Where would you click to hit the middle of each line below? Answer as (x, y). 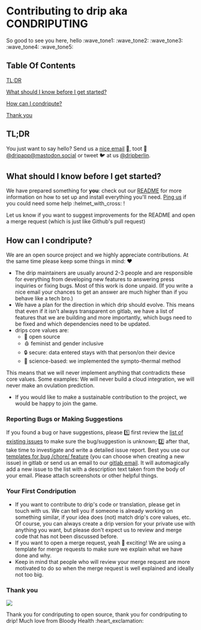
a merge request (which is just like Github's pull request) (76, 222)
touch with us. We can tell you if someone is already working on (94, 510)
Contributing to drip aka (67, 11)
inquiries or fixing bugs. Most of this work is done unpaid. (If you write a (104, 286)
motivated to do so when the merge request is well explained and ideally (104, 568)
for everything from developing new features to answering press (94, 279)
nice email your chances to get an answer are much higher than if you (101, 292)
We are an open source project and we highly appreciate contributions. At (97, 255)
